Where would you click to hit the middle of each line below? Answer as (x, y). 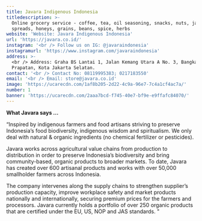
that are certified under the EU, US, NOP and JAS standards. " (83, 211)
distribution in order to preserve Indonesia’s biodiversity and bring (88, 155)
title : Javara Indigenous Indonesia (52, 12)
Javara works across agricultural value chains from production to (87, 148)
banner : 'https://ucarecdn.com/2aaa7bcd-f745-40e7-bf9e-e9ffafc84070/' (98, 95)
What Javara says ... (32, 112)
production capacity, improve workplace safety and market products (91, 192)
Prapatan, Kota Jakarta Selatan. (54, 68)
